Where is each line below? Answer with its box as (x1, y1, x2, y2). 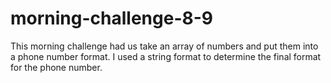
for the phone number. (10, 61, 103, 73)
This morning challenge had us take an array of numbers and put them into (10, 40, 319, 52)
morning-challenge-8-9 (10, 7, 213, 30)
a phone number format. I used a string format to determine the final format (10, 50, 322, 62)
